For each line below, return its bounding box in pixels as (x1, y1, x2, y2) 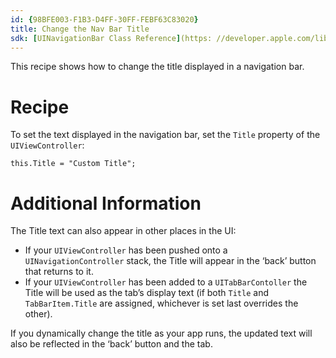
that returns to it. (24, 266, 94, 278)
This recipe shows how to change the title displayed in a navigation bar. (10, 61, 305, 73)
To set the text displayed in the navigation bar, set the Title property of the (10, 129, 321, 141)
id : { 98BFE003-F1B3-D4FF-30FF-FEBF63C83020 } (10, 14, 199, 25)
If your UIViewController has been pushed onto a (24, 244, 228, 256)
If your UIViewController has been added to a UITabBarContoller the (24, 276, 308, 288)
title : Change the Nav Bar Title (10, 24, 150, 34)
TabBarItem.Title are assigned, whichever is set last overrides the (24, 297, 299, 310)
